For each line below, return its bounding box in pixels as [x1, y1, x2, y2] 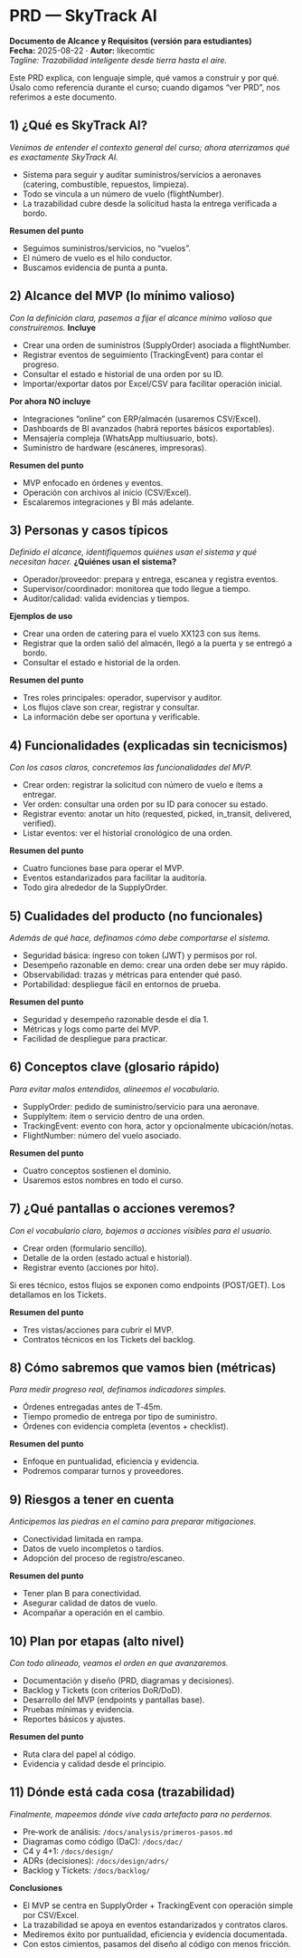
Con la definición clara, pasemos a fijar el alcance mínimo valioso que [9, 312, 273, 323]
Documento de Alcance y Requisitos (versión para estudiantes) [9, 35, 252, 46]
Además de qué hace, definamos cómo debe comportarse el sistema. [9, 933, 270, 943]
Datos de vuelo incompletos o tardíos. [22, 1543, 165, 1555]
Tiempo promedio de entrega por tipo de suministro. [22, 1411, 218, 1422]
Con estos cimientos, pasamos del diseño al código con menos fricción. [22, 1938, 291, 1949]
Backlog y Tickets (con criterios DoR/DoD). [22, 1685, 184, 1696]
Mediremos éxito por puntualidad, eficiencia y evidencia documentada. [22, 1928, 288, 1940]
